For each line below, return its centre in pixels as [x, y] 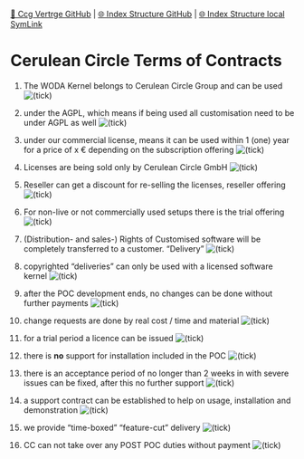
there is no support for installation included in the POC [125, 355]
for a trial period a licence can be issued [99, 338]
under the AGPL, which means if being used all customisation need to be [159, 112]
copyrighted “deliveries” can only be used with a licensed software [148, 266]
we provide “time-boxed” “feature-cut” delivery [112, 427]
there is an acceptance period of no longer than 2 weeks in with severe [156, 373]
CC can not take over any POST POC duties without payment [137, 445]
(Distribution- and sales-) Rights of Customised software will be [142, 239]
